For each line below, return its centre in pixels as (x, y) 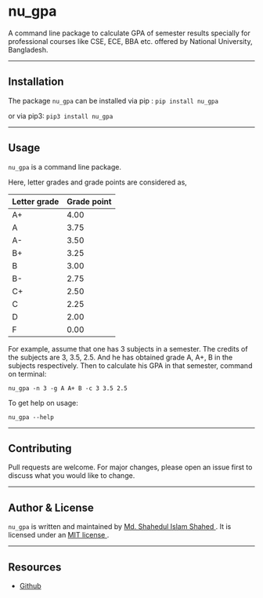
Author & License (51, 507)
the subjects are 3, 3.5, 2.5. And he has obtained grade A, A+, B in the (121, 357)
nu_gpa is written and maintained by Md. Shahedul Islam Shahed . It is (120, 527)
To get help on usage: (43, 403)
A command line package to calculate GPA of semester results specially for (129, 33)
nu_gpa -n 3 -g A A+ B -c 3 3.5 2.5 (68, 388)
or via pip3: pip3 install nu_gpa (61, 115)
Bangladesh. (28, 49)
